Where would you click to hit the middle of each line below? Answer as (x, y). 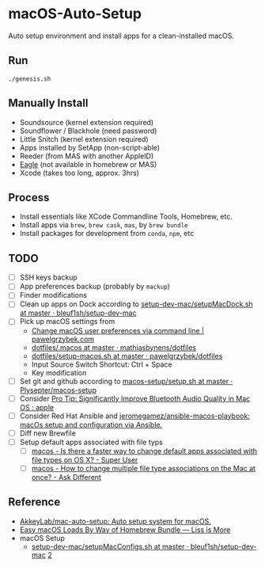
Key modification (59, 372)
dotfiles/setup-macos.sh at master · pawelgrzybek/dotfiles (127, 356)
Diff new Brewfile (48, 433)
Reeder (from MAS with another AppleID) (87, 156)
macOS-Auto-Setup (75, 14)
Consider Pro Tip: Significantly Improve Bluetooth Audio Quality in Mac (135, 398)
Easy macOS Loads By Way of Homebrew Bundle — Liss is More (125, 529)
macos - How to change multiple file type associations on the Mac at (143, 468)
